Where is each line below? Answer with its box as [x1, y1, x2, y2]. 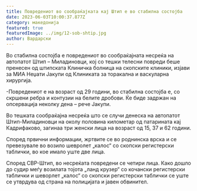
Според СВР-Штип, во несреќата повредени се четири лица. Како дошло [6, 159, 191, 166]
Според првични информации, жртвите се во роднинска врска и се [6, 136, 177, 142]
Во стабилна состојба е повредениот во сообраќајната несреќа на [6, 52, 175, 59]
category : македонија [6, 19, 59, 25]
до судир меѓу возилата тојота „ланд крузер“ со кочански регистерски [6, 166, 185, 173]
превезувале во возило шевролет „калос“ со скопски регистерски [6, 142, 175, 149]
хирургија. [6, 77, 32, 84]
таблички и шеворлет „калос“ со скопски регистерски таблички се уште [6, 172, 189, 179]
